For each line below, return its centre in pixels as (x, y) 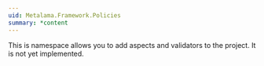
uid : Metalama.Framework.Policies (65, 15)
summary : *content (38, 23)
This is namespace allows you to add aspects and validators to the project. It (132, 45)
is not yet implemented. (46, 53)
